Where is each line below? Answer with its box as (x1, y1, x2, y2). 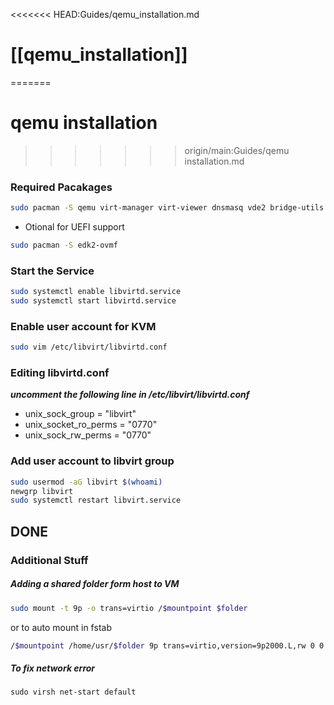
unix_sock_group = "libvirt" (24, 408, 137, 420)
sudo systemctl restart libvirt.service (10, 495, 182, 506)
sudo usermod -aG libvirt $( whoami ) (10, 477, 163, 487)
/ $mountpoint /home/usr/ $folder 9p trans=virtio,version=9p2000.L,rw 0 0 (10, 640, 325, 651)
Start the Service (10, 264, 95, 278)
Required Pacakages (10, 180, 113, 194)
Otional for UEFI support (24, 221, 125, 233)
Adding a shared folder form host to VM (10, 578, 180, 590)
